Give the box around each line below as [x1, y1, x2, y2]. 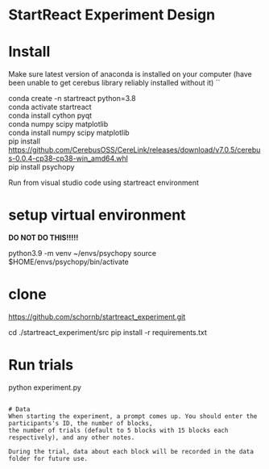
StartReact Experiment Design [8, 6, 216, 24]
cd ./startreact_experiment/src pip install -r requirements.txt [8, 328, 208, 337]
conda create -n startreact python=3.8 [8, 94, 136, 103]
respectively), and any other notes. [8, 433, 135, 442]
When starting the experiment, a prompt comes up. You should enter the [8, 412, 258, 421]
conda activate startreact [8, 103, 92, 112]
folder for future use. [8, 454, 89, 463]
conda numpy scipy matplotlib [8, 119, 109, 129]
